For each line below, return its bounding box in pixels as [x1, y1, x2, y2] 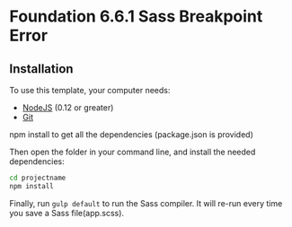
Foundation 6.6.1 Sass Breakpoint [9, 6, 263, 27]
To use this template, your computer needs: [9, 85, 171, 95]
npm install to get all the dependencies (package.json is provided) [9, 129, 254, 140]
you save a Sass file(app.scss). [9, 207, 124, 218]
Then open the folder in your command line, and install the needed [9, 146, 256, 157]
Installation [9, 61, 74, 76]
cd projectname [9, 173, 66, 182]
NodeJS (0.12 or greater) [22, 102, 114, 113]
